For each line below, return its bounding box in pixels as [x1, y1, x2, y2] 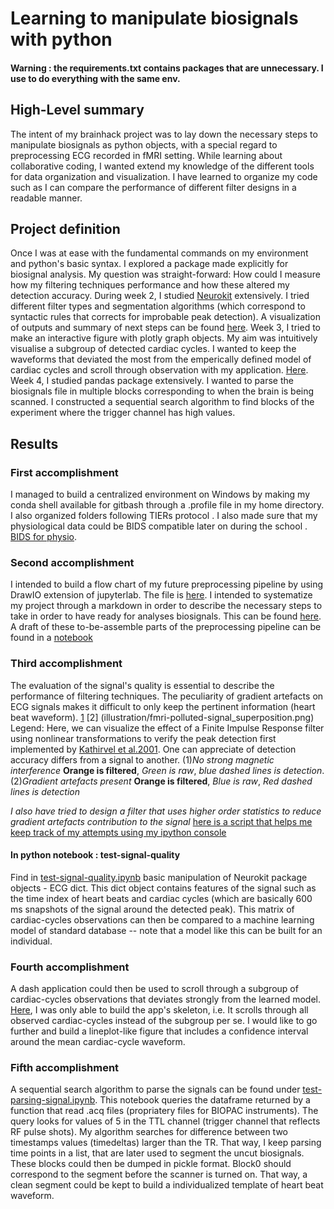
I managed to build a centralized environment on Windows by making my [10, 488, 311, 501]
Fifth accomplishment [10, 1061, 120, 1075]
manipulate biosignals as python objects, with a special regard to [10, 138, 278, 151]
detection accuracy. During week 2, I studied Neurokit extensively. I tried [10, 290, 310, 302]
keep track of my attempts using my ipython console [10, 826, 227, 838]
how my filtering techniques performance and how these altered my [10, 279, 290, 291]
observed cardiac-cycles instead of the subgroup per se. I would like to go [10, 1015, 318, 1027]
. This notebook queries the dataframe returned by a [94, 1094, 311, 1106]
